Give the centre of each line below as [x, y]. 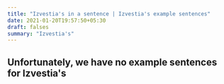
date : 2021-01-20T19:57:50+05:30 [57, 20]
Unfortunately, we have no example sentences [112, 62]
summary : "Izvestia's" [41, 34]
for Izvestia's [37, 73]
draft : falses [28, 27]
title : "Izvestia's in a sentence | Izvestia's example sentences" [109, 14]
